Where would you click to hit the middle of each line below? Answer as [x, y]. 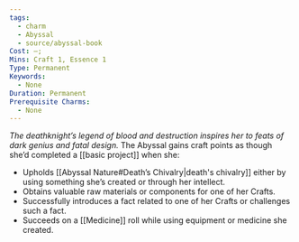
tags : [19, 18]
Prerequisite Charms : [50, 102]
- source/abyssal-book [60, 43]
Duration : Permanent [48, 93]
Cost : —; [26, 51]
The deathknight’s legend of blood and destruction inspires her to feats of [147, 135]
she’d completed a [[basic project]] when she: [95, 155]
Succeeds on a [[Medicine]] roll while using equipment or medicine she [154, 220]
